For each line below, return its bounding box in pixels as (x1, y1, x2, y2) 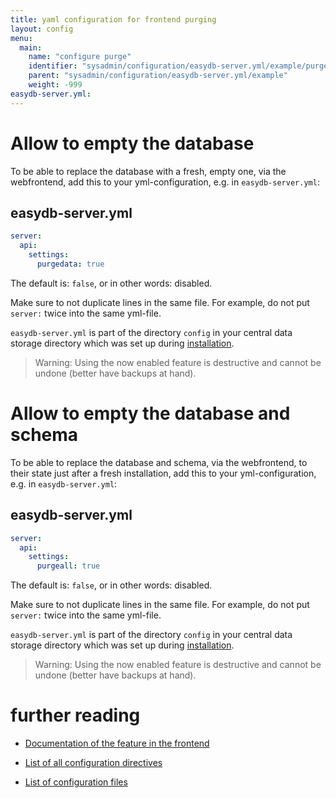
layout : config (10, 24, 74, 34)
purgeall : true (36, 561, 101, 571)
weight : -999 (28, 80, 83, 90)
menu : (10, 33, 33, 43)
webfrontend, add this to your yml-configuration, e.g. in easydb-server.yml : (10, 176, 320, 188)
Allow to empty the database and (10, 402, 291, 425)
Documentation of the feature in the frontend (24, 737, 210, 750)
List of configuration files (24, 776, 128, 788)
